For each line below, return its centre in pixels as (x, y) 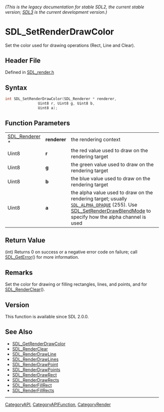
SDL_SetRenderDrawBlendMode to (111, 211)
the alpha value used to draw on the (112, 192)
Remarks (19, 273)
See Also (19, 332)
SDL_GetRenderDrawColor (39, 344)
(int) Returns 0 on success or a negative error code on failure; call (71, 252)
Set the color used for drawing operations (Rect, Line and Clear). (70, 45)
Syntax (16, 88)
